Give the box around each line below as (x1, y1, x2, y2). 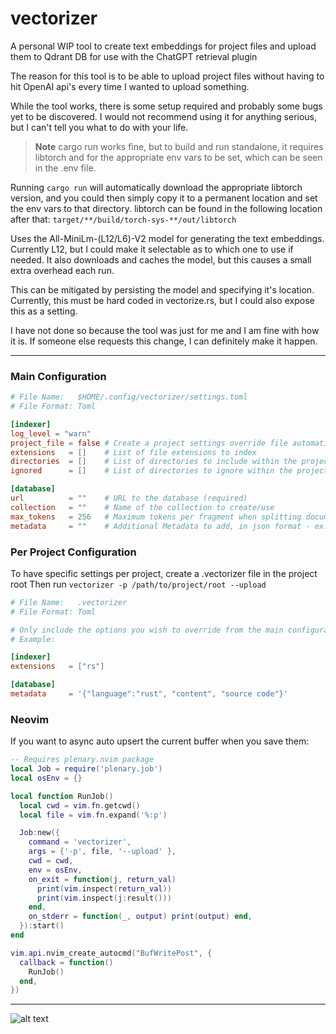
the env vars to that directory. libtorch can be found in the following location (10, 202, 323, 214)
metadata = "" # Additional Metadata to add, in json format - (10, 521, 311, 531)
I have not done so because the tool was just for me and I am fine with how (10, 324, 320, 336)
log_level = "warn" (10, 428, 92, 439)
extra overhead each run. (10, 264, 115, 276)
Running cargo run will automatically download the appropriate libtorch (10, 181, 303, 193)
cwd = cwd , (28, 856, 74, 866)
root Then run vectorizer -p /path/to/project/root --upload (10, 578, 267, 590)
